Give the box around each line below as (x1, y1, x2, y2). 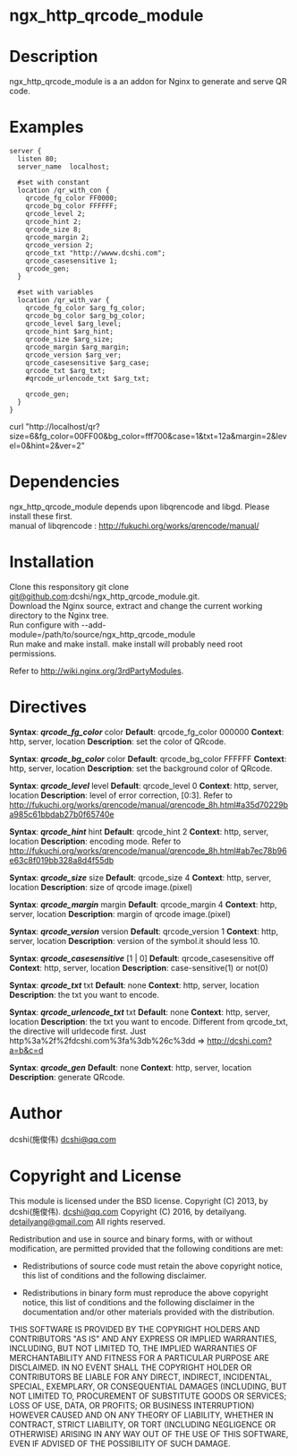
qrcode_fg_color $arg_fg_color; (25, 304, 146, 313)
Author (9, 1104, 63, 1123)
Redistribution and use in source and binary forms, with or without (9, 1234, 253, 1244)
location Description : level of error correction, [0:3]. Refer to (9, 790, 233, 801)
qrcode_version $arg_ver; (25, 351, 123, 360)
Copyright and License (9, 1166, 182, 1186)
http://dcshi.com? (207, 1035, 273, 1045)
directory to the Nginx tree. (9, 610, 109, 620)
